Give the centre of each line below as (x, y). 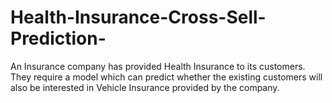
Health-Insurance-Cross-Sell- (138, 17)
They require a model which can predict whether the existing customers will (166, 77)
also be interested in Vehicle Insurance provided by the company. (145, 87)
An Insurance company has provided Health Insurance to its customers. (158, 66)
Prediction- (58, 38)
